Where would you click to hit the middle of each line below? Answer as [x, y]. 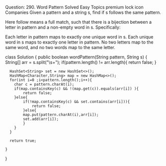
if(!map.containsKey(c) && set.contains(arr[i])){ [77, 102]
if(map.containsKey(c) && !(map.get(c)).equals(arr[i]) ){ [77, 89]
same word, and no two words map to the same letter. [60, 47]
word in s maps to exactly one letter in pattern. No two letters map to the [79, 42]
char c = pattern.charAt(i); [44, 84]
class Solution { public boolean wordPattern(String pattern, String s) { [76, 57]
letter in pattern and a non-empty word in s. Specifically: [63, 27]
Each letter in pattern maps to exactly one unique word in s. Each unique [79, 37]
